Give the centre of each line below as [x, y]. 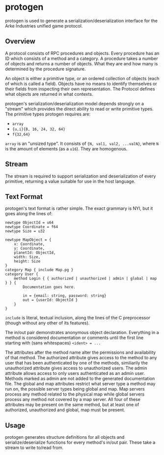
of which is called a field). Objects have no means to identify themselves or [81, 84]
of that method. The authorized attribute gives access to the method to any [81, 358]
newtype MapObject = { [28, 240]
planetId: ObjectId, [35, 253]
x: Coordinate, [29, 244]
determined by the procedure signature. [45, 69]
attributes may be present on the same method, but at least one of [72, 405]
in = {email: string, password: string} [65, 296]
